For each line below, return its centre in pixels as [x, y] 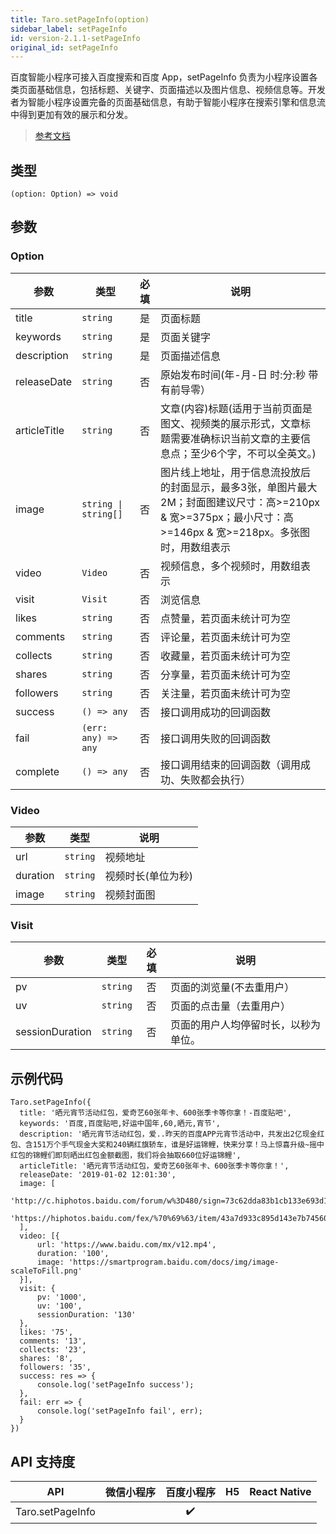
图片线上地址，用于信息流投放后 [236, 472]
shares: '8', [46, 1359]
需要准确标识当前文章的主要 [236, 438]
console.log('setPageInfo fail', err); [119, 1411]
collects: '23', [53, 1350]
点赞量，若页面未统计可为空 [226, 618]
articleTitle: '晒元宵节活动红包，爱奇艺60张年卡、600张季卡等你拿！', [154, 1166]
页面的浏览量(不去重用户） [232, 988]
